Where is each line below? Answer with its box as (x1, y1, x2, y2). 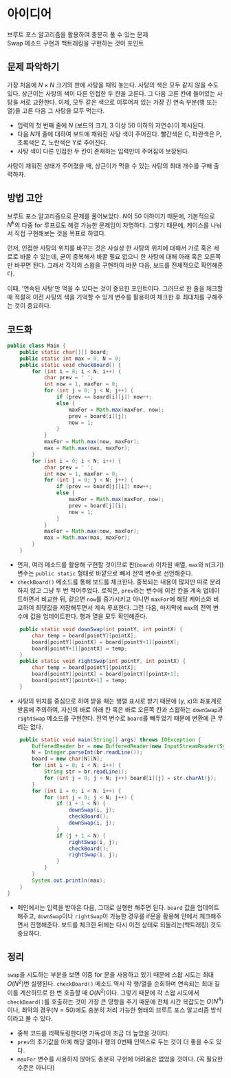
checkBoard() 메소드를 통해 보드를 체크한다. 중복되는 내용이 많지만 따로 (16, 578, 208, 586)
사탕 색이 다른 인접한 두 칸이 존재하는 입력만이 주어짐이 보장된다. (16, 147, 190, 155)
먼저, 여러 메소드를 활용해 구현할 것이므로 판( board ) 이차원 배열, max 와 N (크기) (16, 560, 224, 569)
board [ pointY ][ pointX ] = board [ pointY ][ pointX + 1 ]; (32, 670, 180, 678)
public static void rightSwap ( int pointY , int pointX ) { (19, 658, 186, 665)
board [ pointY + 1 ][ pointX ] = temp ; (32, 645, 128, 652)
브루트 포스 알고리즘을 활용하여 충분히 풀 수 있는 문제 (7, 30, 148, 39)
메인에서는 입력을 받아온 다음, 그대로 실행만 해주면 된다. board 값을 (16, 903, 196, 911)
